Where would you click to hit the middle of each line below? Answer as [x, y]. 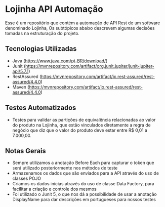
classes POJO [26, 178]
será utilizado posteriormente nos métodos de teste [65, 168]
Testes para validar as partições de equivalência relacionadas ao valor [84, 120]
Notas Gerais [25, 151]
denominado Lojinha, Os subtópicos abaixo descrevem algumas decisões [80, 28]
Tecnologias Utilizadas [41, 49]
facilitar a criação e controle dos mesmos [54, 189]
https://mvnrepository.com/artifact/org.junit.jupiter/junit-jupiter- [90, 66]
